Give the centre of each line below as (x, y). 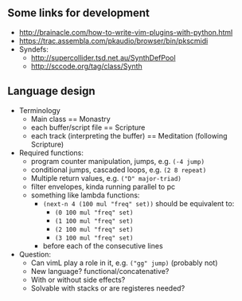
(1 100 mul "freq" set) (94, 221)
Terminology (39, 110)
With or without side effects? (78, 279)
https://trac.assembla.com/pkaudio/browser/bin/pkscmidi (113, 41)
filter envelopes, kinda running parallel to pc (103, 186)
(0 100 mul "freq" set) (94, 213)
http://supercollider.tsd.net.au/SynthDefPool (103, 57)
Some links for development (79, 13)
